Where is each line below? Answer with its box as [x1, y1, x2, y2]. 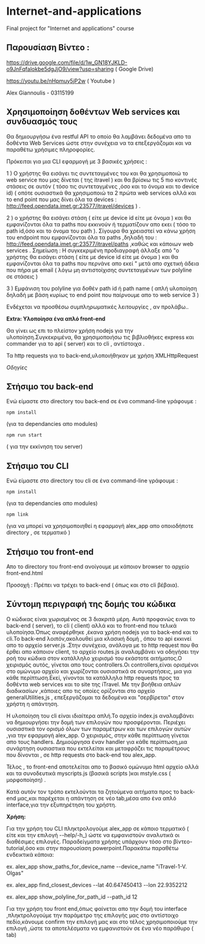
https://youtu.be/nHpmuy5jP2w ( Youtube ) [6, 77, 115, 84]
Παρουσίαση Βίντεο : [6, 42, 90, 53]
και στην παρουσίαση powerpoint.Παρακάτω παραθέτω [36, 844, 179, 851]
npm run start [6, 432, 43, 438]
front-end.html [6, 570, 43, 576]
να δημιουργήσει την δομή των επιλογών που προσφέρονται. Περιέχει [6, 718, 185, 725]
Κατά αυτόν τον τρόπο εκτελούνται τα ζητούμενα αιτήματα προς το [6, 787, 179, 795]
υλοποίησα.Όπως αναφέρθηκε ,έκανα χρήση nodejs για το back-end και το [6, 628, 198, 636]
